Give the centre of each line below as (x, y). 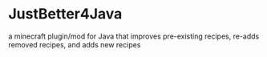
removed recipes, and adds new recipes (75, 44)
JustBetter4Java (65, 14)
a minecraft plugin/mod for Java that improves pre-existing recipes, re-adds (134, 36)
